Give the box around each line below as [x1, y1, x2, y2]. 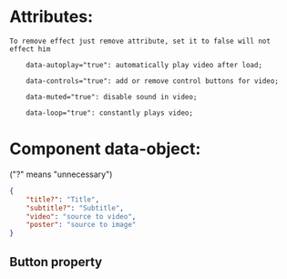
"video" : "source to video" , [26, 212, 137, 221]
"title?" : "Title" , [26, 194, 100, 204]
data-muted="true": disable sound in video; [26, 92, 198, 101]
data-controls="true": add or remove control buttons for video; [26, 76, 280, 86]
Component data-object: [9, 139, 201, 160]
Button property [9, 253, 103, 270]
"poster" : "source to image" [26, 221, 137, 230]
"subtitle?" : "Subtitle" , [26, 203, 125, 212]
